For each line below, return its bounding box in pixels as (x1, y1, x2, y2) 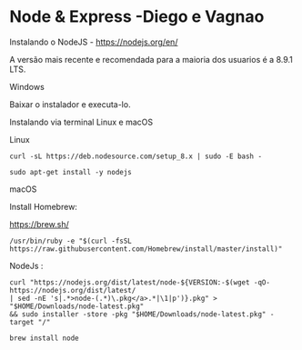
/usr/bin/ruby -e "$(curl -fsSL (9, 236, 132, 245)
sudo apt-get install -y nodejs (9, 167, 132, 176)
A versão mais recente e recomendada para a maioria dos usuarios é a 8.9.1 (9, 54, 294, 65)
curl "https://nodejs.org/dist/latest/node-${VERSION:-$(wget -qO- (9, 277, 271, 287)
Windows (9, 81, 45, 92)
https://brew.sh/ (9, 218, 70, 229)
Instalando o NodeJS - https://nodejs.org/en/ (9, 36, 178, 47)
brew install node (9, 334, 79, 343)
